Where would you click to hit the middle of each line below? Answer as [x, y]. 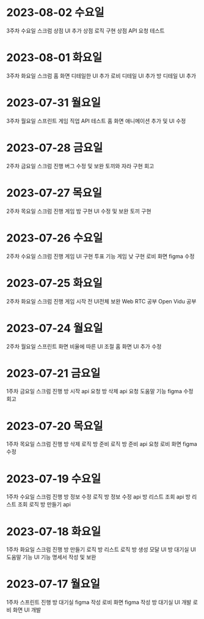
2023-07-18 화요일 [54, 531]
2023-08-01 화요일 [54, 58]
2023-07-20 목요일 [55, 426]
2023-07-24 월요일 [55, 328]
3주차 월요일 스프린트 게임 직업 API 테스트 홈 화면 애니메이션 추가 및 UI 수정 [96, 120]
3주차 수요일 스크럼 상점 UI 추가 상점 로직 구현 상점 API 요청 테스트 [86, 31]
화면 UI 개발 [27, 610]
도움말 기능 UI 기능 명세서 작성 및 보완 [51, 557]
